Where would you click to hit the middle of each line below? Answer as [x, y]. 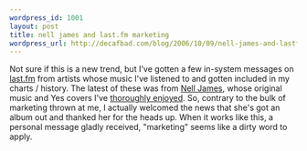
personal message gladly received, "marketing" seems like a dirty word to [148, 127]
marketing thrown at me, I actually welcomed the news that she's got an [145, 108]
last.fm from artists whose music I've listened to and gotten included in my [150, 79]
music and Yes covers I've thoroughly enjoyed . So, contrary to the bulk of [148, 98]
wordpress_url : [38, 43]
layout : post [34, 26]
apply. [21, 136]
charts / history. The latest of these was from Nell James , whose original [146, 88]
